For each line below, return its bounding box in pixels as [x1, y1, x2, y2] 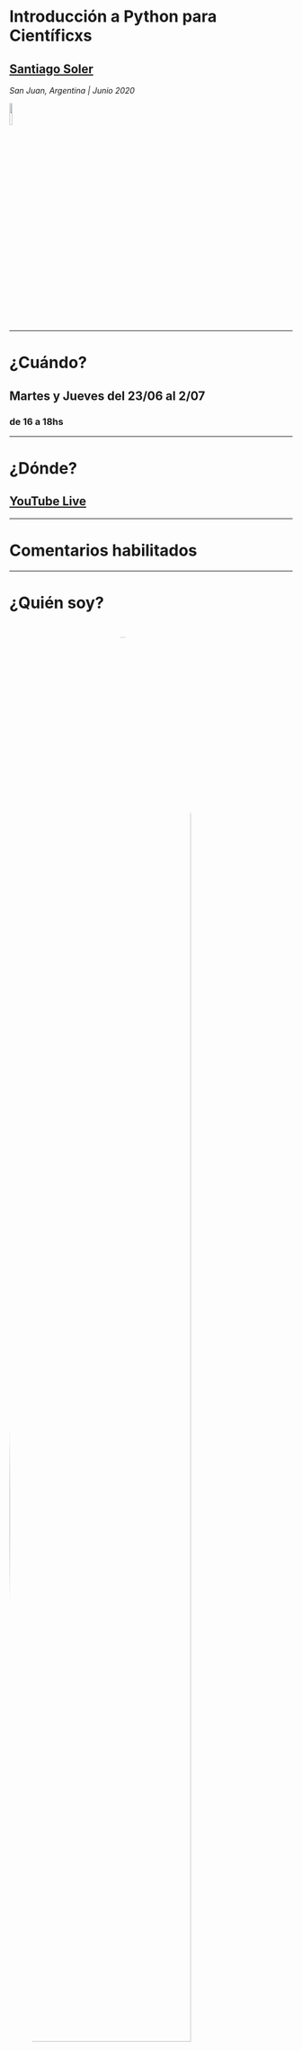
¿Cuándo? [9, 353, 87, 373]
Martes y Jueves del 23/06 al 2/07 [9, 388, 206, 403]
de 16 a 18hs [9, 415, 64, 428]
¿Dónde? [9, 458, 78, 479]
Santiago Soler [9, 61, 94, 77]
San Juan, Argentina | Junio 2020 [9, 86, 135, 95]
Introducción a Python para [9, 6, 218, 27]
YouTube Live [9, 493, 87, 510]
